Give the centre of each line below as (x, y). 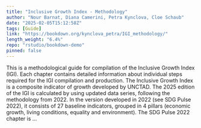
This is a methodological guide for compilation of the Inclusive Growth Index (100, 68)
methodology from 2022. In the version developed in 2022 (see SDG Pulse (99, 99)
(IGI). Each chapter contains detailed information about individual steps (94, 74)
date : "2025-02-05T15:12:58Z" (44, 23)
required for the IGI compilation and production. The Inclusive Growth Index (100, 80)
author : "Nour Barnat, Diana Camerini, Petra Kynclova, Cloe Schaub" (95, 17)
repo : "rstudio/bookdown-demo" (45, 45)
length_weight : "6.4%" (35, 39)
